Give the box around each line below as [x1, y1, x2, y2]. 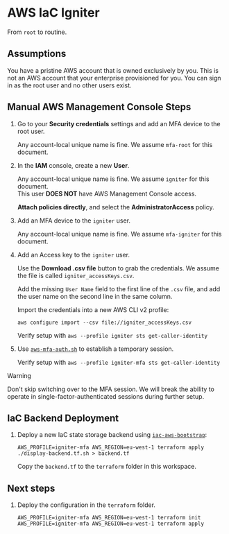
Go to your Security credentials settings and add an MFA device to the [17, 119, 221, 128]
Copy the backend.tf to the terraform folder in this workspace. [17, 463, 196, 471]
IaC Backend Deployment [7, 412, 119, 424]
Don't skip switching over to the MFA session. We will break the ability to [7, 385, 215, 393]
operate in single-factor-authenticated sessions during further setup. [7, 392, 205, 400]
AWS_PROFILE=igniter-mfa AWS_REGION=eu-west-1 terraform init [17, 515, 201, 522]
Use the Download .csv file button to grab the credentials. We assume [17, 264, 220, 272]
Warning [7, 371, 31, 379]
